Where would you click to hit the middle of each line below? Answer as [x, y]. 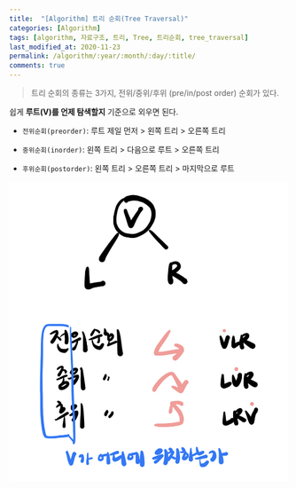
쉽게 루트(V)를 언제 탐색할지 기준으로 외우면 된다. [94, 112]
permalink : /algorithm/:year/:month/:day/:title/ [103, 56]
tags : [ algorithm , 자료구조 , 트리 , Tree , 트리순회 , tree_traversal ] [129, 37]
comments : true [37, 66]
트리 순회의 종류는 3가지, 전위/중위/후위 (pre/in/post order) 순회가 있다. [155, 93]
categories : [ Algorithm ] [55, 28]
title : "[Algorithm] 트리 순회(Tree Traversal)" [99, 19]
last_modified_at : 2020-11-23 [65, 47]
